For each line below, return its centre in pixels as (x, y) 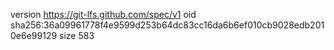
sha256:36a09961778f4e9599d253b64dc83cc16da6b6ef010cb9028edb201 (167, 25)
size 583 (77, 35)
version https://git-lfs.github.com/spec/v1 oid (103, 14)
